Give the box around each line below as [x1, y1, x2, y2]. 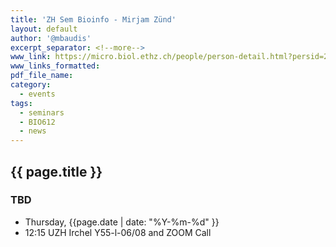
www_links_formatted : [10, 61, 101, 71]
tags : [10, 98, 33, 108]
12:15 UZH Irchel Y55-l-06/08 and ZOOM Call [24, 226, 212, 238]
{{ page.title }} [10, 163, 103, 180]
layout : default [10, 24, 78, 34]
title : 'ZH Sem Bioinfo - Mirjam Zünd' [10, 14, 177, 25]
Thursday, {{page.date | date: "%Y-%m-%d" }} [24, 216, 220, 228]
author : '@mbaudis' [10, 33, 92, 43]
